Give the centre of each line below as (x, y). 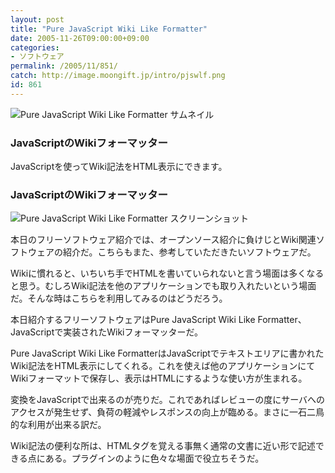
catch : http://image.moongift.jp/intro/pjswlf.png (118, 76)
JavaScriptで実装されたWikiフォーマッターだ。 (107, 332)
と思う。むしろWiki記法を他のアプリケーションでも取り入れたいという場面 (163, 286)
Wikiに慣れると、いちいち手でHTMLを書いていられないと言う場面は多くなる (167, 273)
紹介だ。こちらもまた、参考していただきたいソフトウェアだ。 (189, 252)
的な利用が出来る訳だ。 (58, 425)
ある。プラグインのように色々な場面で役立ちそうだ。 (154, 458)
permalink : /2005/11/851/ (64, 66)
